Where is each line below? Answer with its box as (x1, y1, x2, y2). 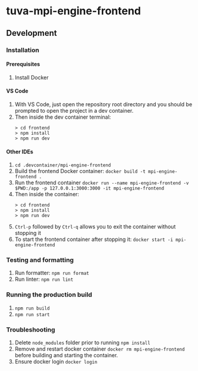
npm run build (14, 305, 50, 311)
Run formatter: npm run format (14, 270, 89, 277)
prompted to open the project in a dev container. (14, 107, 134, 114)
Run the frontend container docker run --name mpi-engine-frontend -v (14, 179, 189, 186)
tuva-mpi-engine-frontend (6, 4, 142, 18)
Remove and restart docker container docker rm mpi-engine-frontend (14, 345, 186, 353)
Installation (6, 46, 40, 54)
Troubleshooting (6, 325, 55, 333)
